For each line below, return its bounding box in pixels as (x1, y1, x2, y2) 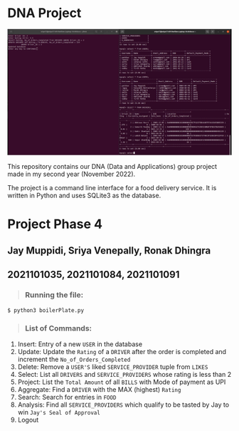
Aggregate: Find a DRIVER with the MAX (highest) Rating (17, 385, 181, 393)
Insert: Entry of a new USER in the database (17, 340, 143, 348)
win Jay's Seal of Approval (17, 407, 101, 416)
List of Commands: (24, 323, 92, 333)
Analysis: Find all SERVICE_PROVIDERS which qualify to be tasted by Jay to (17, 400, 230, 409)
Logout (17, 415, 39, 424)
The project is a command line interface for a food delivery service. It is (7, 183, 217, 192)
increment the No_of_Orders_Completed (17, 355, 131, 363)
